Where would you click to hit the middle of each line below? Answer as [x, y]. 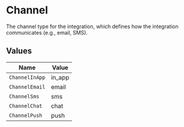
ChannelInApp [27, 77]
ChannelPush [26, 115]
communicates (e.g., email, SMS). [47, 32]
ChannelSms [24, 96]
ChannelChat [26, 106]
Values [19, 51]
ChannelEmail [27, 87]
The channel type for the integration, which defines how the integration [92, 26]
